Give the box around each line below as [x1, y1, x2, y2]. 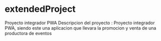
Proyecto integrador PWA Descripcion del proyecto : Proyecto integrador [5, 20, 155, 26]
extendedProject [5, 3, 76, 15]
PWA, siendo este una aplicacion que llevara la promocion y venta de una [5, 25, 156, 31]
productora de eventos [5, 30, 52, 36]
